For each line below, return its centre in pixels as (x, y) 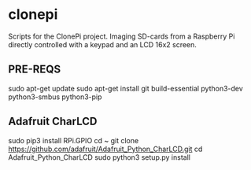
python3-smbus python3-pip (55, 97)
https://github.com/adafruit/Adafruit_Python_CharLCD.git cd (105, 149)
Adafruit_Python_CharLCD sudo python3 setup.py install (100, 157)
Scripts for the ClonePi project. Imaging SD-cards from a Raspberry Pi (122, 36)
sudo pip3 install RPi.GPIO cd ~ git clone (74, 140)
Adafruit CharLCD (53, 122)
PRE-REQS (35, 70)
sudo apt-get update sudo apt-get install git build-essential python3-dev (126, 88)
